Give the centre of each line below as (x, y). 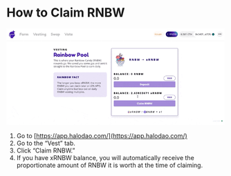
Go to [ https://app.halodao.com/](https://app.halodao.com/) (102, 136)
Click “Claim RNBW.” (46, 150)
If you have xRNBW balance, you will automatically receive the (105, 158)
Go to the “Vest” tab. (46, 144)
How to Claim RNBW (66, 13)
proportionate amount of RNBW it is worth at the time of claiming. (110, 165)
